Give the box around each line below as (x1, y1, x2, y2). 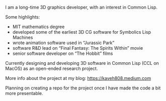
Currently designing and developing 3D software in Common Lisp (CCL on (5, 60, 159, 66)
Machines (12, 35, 33, 40)
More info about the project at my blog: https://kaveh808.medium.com (5, 75, 151, 81)
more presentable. (5, 90, 44, 96)
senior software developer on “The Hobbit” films (12, 50, 113, 56)
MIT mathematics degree (12, 24, 65, 30)
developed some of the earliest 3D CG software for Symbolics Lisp (12, 29, 151, 35)
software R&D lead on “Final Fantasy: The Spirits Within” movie (12, 45, 143, 51)
